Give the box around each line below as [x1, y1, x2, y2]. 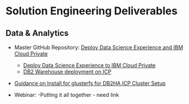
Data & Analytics [5, 28, 69, 38]
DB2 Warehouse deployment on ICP [23, 68, 111, 75]
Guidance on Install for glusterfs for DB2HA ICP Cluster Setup [14, 79, 166, 87]
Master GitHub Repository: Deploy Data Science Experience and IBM [14, 44, 183, 51]
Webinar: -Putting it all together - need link [14, 91, 119, 98]
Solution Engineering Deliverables [5, 4, 178, 18]
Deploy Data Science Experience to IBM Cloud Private [23, 62, 156, 69]
